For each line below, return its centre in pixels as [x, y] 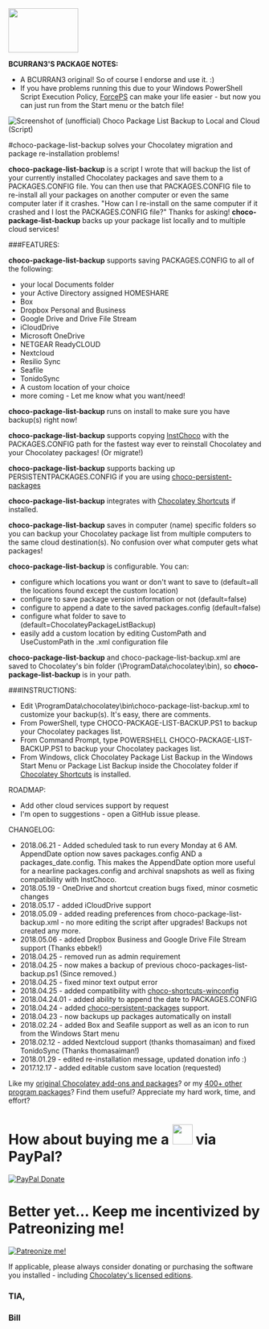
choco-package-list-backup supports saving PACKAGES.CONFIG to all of [131, 260]
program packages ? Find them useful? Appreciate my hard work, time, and [132, 1092]
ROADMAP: [27, 790]
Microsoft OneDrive [53, 336]
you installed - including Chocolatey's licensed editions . [101, 1275]
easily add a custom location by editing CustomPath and [113, 633]
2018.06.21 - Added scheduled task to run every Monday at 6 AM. [129, 845]
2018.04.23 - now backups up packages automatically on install [125, 1016]
